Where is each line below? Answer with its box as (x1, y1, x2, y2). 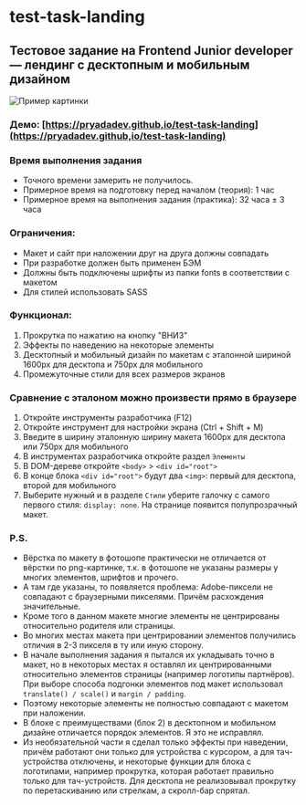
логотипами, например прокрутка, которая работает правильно (22, 766, 274, 777)
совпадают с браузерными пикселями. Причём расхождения (22, 591, 265, 602)
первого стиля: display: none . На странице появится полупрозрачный (22, 499, 298, 510)
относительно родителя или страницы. (22, 621, 175, 632)
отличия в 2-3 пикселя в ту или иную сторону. (22, 640, 204, 651)
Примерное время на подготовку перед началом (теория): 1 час (22, 184, 275, 195)
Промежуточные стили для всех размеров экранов (22, 368, 226, 380)
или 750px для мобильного (22, 441, 129, 453)
